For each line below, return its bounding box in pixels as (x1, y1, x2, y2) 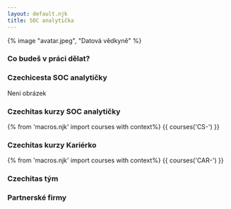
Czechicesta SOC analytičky (7, 73, 107, 83)
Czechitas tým (7, 174, 59, 184)
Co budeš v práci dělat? (7, 54, 90, 64)
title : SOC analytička (7, 17, 74, 24)
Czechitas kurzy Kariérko (7, 140, 97, 150)
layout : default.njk (7, 10, 69, 18)
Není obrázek (7, 89, 47, 97)
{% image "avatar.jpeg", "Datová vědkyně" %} (7, 36, 142, 44)
